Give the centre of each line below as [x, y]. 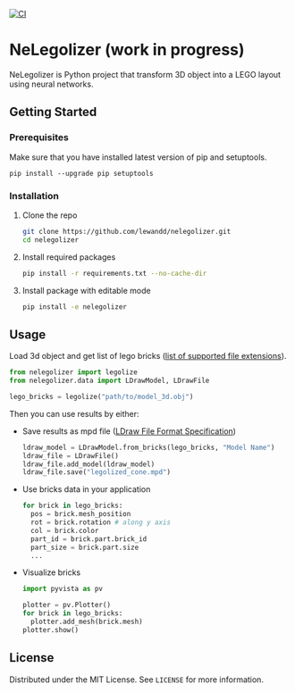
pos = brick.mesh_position [81, 514]
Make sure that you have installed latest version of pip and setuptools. [138, 157]
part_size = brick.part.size [85, 547]
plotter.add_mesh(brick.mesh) [87, 622]
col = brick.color [65, 530]
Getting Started [53, 112]
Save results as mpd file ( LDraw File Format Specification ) [129, 431]
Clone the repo [50, 215]
